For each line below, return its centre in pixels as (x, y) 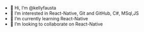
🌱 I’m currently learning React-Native (49, 19)
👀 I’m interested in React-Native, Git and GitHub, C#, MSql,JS (74, 13)
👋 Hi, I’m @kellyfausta (33, 8)
